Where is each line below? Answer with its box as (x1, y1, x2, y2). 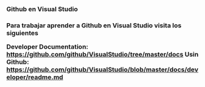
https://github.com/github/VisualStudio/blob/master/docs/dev (6, 66, 199, 74)
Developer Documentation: (6, 43, 89, 51)
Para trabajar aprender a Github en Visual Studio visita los (6, 21, 182, 29)
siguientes (6, 29, 39, 37)
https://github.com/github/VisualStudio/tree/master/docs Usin (6, 50, 199, 59)
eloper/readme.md (6, 73, 64, 82)
